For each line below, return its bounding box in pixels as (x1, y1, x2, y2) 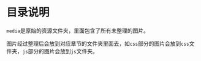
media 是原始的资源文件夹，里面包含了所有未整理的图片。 (6, 27, 149, 34)
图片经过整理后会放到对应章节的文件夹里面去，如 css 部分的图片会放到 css (6, 40, 189, 47)
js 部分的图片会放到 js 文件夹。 (22, 47, 98, 55)
